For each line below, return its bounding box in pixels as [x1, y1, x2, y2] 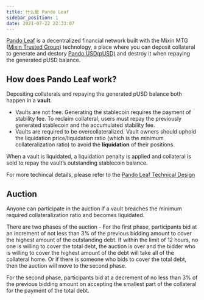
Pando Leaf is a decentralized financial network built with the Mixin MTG [6, 37, 188, 45]
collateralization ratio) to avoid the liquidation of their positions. [15, 141, 175, 148]
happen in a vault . [6, 97, 52, 104]
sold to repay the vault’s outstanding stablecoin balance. [6, 159, 148, 166]
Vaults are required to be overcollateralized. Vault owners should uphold [15, 128, 197, 135]
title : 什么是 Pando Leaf [6, 9, 69, 15]
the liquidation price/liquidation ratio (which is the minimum [15, 135, 164, 142]
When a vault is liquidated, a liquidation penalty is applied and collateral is [6, 153, 192, 160]
